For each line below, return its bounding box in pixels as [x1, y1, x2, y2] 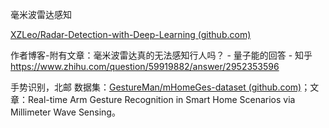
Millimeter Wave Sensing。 [10, 106, 121, 118]
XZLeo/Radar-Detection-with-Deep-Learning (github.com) [10, 29, 252, 40]
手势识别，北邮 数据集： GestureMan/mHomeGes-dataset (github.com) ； [10, 81, 311, 93]
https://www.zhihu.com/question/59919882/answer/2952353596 [10, 61, 280, 72]
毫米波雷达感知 [10, 9, 72, 20]
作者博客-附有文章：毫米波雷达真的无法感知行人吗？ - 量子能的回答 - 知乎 [10, 49, 313, 61]
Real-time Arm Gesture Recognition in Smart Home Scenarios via [27, 94, 296, 105]
